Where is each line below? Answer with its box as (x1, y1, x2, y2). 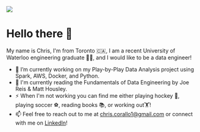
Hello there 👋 (6, 27, 73, 41)
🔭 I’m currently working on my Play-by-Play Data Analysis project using (15, 65, 194, 73)
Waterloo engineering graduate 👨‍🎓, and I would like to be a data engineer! (6, 54, 192, 61)
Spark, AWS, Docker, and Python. (15, 72, 99, 79)
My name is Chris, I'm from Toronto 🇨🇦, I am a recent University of (6, 46, 176, 54)
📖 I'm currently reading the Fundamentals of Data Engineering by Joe (15, 78, 190, 86)
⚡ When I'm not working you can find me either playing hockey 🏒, (15, 92, 180, 99)
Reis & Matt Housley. (15, 85, 68, 92)
